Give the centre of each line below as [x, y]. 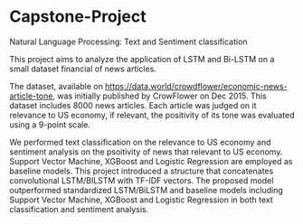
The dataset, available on [57, 86]
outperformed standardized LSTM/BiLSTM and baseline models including [146, 190]
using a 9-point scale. [50, 125]
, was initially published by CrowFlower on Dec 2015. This [160, 96]
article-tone [31, 96]
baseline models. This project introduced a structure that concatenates [142, 171]
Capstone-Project [78, 17]
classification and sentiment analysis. [79, 209]
